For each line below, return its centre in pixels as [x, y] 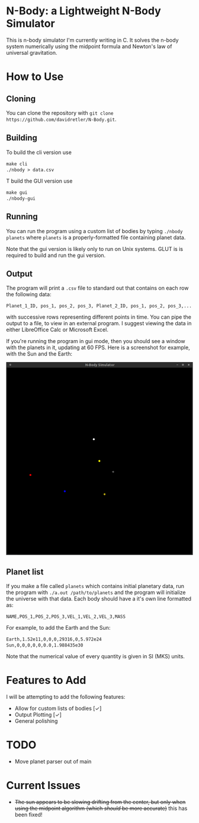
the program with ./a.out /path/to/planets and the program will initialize [96, 592]
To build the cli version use [39, 152]
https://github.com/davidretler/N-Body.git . [61, 119]
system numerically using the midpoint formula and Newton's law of [89, 46]
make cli [17, 164]
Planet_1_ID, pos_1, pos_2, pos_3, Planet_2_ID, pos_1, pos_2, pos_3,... [99, 306]
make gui [17, 192]
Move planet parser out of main [53, 762]
